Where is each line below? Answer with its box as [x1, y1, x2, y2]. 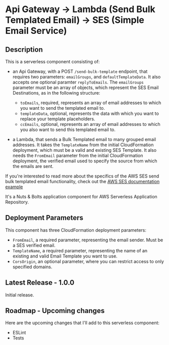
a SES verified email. [12, 242, 55, 248]
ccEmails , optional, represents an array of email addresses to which [20, 121, 160, 127]
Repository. [5, 199, 29, 205]
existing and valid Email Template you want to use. [12, 253, 118, 259]
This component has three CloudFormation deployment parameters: [5, 227, 146, 233]
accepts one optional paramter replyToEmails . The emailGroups [12, 79, 144, 85]
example [5, 184, 23, 190]
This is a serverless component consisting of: [5, 59, 100, 64]
